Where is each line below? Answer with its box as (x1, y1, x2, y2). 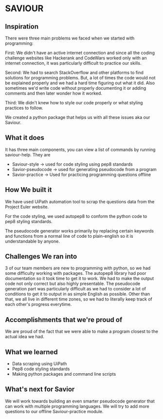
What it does (5, 133, 45, 142)
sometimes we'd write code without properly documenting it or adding (5, 85, 146, 91)
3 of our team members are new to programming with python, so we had (5, 265, 151, 271)
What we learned (5, 348, 58, 356)
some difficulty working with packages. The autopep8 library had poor (5, 270, 147, 276)
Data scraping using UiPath (12, 361, 67, 367)
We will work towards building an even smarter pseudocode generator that (5, 398, 155, 404)
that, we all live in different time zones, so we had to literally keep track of (5, 296, 152, 302)
